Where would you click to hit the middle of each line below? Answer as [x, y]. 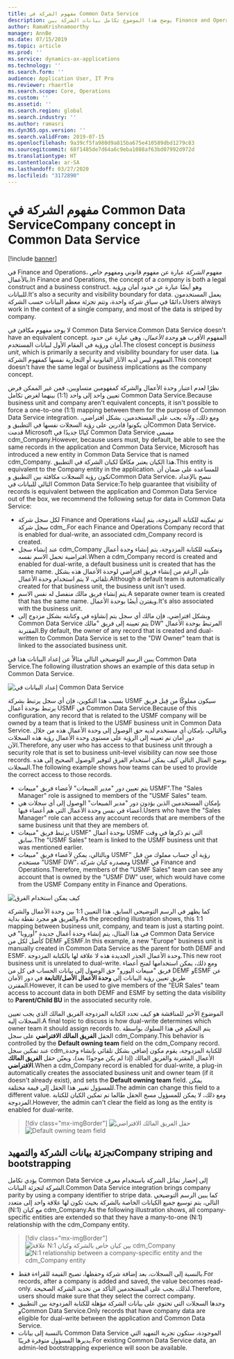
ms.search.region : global [45, 111]
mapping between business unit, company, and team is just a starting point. [116, 926]
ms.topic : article [34, 46]
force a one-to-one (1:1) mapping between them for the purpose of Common [117, 410]
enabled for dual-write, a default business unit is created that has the [117, 564]
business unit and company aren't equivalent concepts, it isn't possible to [113, 403]
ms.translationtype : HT [42, 156]
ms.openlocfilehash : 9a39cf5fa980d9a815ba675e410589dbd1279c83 [101, 143]
